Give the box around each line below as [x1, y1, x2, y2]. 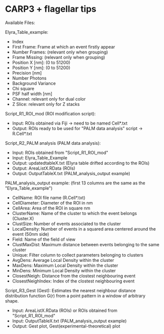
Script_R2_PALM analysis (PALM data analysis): [5, 140, 101, 146]
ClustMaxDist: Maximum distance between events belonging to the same [12, 241, 160, 247]
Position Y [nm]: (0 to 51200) [12, 65, 70, 71]
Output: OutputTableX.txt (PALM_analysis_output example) [12, 170, 131, 176]
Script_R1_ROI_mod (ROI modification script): [5, 110, 96, 116]
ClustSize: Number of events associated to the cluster [12, 221, 121, 227]
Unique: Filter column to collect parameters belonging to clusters [12, 252, 143, 258]
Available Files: [5, 20, 35, 26]
